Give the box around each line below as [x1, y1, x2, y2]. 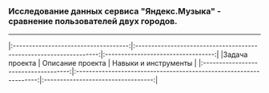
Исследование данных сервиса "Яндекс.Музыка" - [8, 6, 222, 17]
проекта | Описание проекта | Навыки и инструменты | [8, 59, 198, 68]
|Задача [220, 50, 248, 59]
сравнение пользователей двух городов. [8, 15, 178, 26]
